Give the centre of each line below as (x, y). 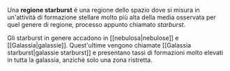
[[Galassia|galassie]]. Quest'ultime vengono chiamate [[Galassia (99, 45)
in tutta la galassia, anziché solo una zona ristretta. (80, 60)
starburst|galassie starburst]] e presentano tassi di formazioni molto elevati (115, 52)
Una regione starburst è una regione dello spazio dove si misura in (103, 10)
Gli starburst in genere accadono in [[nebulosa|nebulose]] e (93, 38)
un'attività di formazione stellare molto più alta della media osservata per (112, 17)
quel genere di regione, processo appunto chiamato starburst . (97, 24)
